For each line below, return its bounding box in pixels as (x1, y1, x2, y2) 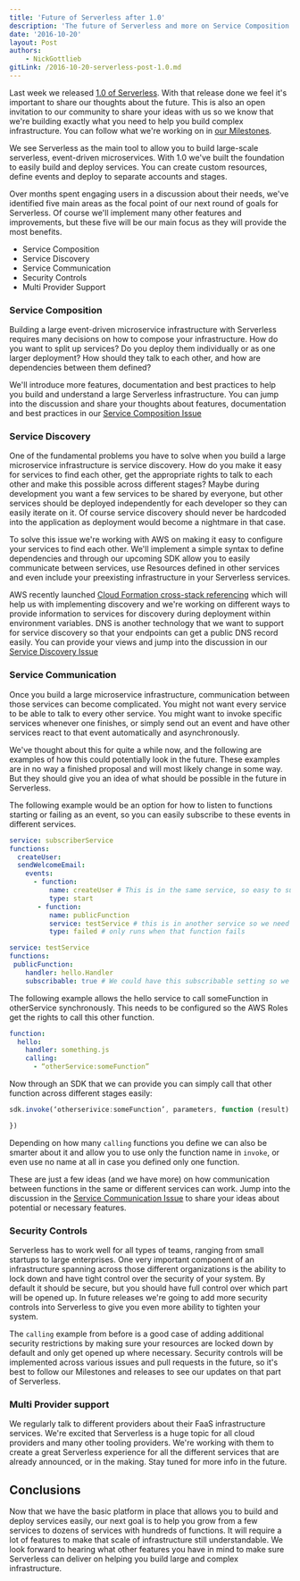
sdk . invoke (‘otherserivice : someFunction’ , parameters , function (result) (9, 1105, 290, 1115)
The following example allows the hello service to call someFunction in (9, 992, 269, 1003)
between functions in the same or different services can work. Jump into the (9, 1183, 291, 1193)
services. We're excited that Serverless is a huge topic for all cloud (9, 1428, 255, 1439)
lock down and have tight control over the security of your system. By (9, 1274, 266, 1284)
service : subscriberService (9, 836, 114, 845)
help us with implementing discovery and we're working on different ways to (9, 599, 290, 610)
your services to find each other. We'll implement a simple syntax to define (9, 544, 284, 555)
